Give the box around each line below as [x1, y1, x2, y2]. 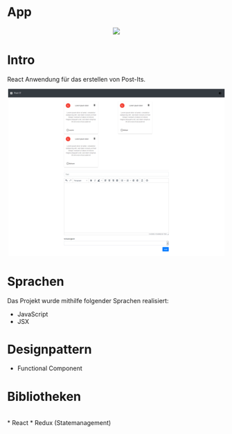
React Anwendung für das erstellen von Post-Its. [7, 75, 146, 83]
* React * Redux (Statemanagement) [7, 419, 111, 427]
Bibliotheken [7, 388, 82, 404]
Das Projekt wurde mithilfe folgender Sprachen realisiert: [7, 296, 169, 305]
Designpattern [7, 341, 92, 357]
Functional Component [17, 364, 83, 372]
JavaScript [17, 309, 48, 318]
